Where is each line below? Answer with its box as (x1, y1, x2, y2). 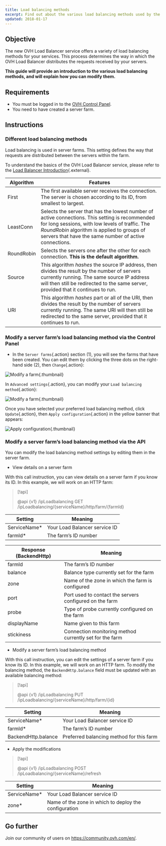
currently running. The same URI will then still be (41, 307, 153, 313)
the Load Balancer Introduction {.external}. (5, 167, 91, 173)
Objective (5, 35, 36, 43)
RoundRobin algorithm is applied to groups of (41, 227, 146, 233)
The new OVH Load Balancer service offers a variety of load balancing (5, 48, 149, 54)
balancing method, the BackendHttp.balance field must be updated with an (5, 667, 156, 673)
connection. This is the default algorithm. (41, 253, 139, 260)
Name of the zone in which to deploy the (46, 799, 141, 806)
